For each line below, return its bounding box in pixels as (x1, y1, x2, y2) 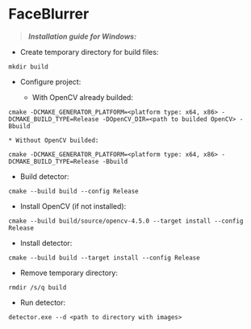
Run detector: (19, 298, 66, 307)
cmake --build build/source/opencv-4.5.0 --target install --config (8, 217, 244, 225)
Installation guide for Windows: (27, 31, 137, 41)
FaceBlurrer (8, 5, 90, 23)
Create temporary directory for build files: (19, 47, 159, 56)
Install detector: (19, 238, 73, 248)
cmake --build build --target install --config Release (8, 253, 200, 262)
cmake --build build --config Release (8, 187, 139, 195)
